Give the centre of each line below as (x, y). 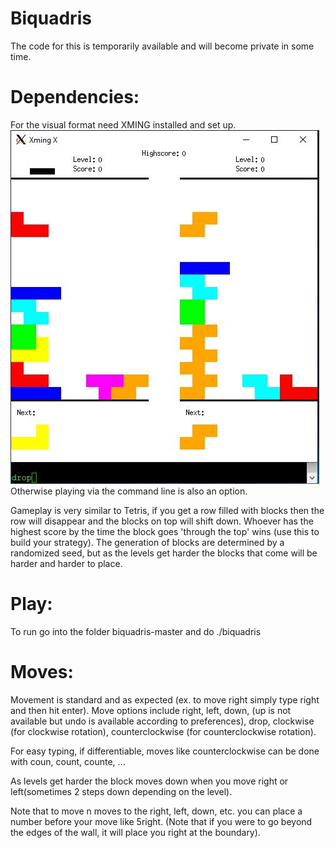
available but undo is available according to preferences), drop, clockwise (162, 721)
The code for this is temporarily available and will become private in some (162, 46)
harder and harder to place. (66, 563)
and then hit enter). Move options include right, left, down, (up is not (151, 710)
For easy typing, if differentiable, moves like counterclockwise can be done (165, 751)
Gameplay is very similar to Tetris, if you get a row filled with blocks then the (167, 510)
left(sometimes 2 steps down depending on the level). (121, 791)
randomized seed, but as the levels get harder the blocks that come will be (164, 553)
